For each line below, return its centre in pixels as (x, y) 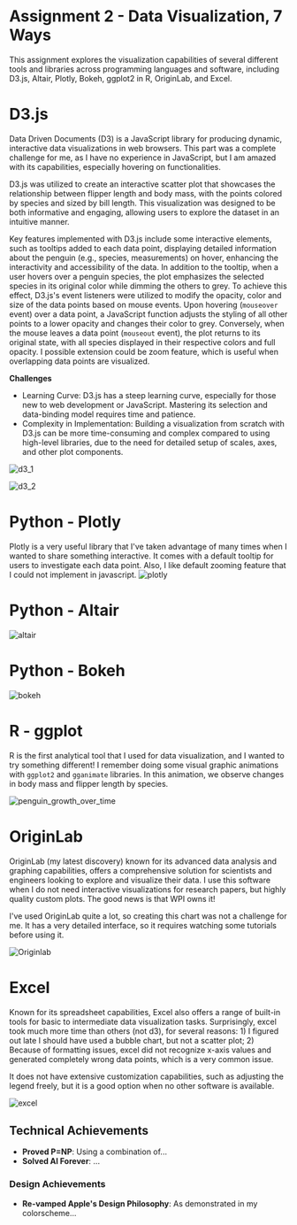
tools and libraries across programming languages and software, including (145, 69)
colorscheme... (49, 1213)
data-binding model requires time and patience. (109, 414)
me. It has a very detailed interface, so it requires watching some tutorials (143, 925)
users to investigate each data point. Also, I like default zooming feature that (148, 565)
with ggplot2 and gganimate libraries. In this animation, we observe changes (147, 774)
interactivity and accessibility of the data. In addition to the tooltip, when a (144, 266)
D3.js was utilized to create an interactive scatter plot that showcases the (142, 184)
